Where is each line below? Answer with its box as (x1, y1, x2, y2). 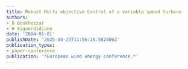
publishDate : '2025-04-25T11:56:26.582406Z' (6, 37, 120, 43)
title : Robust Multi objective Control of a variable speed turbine (6, 8, 182, 15)
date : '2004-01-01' (6, 31, 55, 37)
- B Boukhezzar (6, 20, 45, 26)
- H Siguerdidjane (6, 25, 52, 32)
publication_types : (6, 43, 55, 49)
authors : (6, 14, 28, 20)
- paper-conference (6, 48, 55, 54)
